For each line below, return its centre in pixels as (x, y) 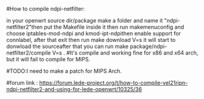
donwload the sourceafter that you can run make (68, 46)
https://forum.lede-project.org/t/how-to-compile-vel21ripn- (114, 83)
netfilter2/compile (29, 53)
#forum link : (22, 83)
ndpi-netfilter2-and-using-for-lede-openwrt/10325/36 (74, 89)
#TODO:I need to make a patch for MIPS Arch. (64, 71)
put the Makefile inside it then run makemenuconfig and (114, 27)
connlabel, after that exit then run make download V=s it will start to (91, 40)
